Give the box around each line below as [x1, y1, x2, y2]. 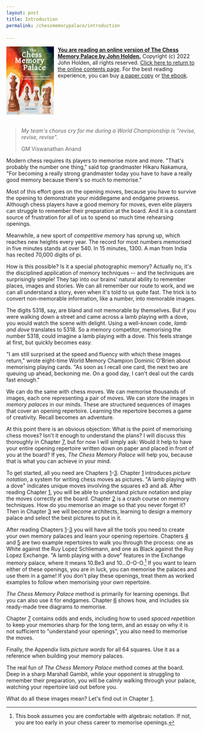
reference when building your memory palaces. [6, 652, 124, 659]
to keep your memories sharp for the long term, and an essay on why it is [6, 621, 188, 629]
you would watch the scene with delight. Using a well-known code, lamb [6, 319, 187, 327]
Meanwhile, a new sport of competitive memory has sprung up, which [6, 232, 181, 239]
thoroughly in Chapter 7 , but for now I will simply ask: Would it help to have [6, 439, 192, 446]
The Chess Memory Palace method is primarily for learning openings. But [6, 590, 190, 597]
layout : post [6, 10, 39, 16]
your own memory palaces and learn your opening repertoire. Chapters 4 [6, 532, 188, 540]
